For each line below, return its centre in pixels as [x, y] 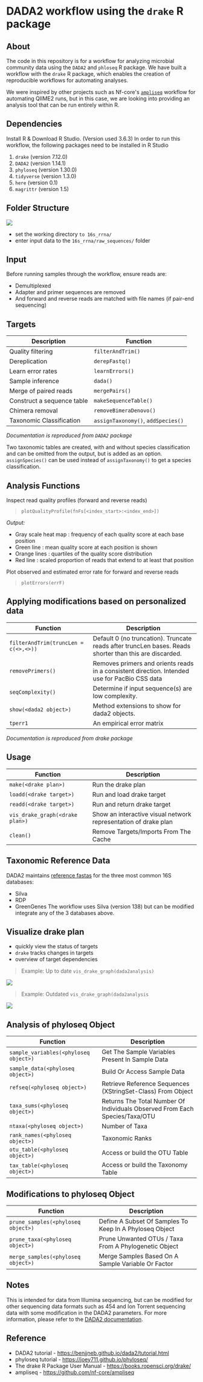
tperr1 [19, 723]
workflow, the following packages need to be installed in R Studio [88, 145]
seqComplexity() [33, 692]
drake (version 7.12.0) [41, 156]
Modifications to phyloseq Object [70, 1194]
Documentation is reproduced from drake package [69, 738]
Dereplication [28, 361]
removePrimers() [33, 671]
